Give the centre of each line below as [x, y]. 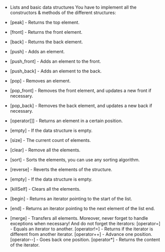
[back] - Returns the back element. [46, 42]
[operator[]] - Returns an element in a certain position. [66, 121]
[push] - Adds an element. [37, 52]
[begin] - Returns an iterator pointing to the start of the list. [71, 199]
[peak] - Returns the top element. [45, 22]
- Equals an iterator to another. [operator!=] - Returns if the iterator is [81, 229]
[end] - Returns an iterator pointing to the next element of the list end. [82, 208]
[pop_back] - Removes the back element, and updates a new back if [81, 106]
